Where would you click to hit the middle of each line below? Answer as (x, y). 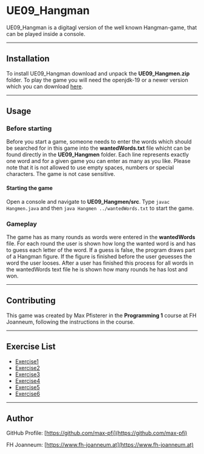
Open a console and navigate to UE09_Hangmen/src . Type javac (88, 201)
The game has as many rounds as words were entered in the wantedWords (101, 237)
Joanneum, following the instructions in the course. (70, 322)
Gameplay (22, 224)
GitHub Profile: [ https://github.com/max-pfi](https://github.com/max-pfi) (97, 433)
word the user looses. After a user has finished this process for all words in (100, 263)
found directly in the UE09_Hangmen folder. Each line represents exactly (98, 155)
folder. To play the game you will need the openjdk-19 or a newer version (97, 80)
